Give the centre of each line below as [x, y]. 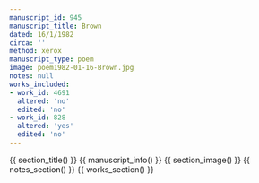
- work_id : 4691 [39, 92]
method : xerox [36, 51]
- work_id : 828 [38, 118]
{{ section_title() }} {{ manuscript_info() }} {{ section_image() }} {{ [130, 160]
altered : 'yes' [46, 126]
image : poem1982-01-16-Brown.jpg [72, 68]
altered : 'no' [43, 101]
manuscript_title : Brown [56, 26]
